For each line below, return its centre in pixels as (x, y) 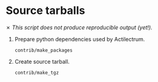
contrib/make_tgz (37, 73)
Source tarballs (45, 11)
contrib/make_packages (43, 50)
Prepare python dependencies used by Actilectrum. (80, 39)
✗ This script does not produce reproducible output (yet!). (79, 27)
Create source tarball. (42, 61)
